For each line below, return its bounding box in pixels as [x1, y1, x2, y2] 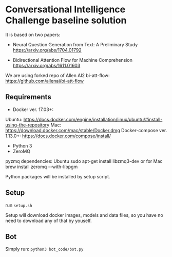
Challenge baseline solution [5, 14, 127, 26]
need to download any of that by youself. [5, 217, 92, 224]
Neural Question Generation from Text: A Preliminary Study [12, 41, 138, 47]
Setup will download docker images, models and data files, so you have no [5, 212, 163, 218]
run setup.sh [5, 202, 32, 208]
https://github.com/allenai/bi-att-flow [5, 78, 84, 84]
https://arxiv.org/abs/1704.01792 [12, 47, 82, 53]
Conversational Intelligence [5, 4, 126, 15]
